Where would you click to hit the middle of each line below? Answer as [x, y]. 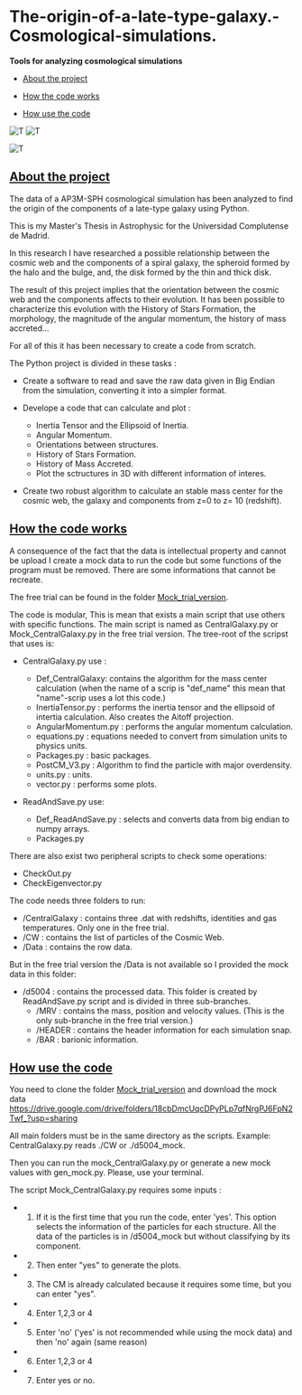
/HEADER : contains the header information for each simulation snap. [164, 1030]
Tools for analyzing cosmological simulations [96, 61]
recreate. [26, 580]
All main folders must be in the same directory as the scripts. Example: [140, 1136]
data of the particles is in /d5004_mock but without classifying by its [163, 1237]
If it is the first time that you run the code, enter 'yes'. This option [156, 1217]
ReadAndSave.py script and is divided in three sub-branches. [136, 1001]
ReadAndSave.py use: [64, 801]
